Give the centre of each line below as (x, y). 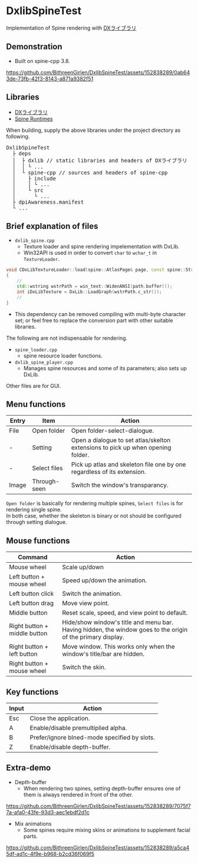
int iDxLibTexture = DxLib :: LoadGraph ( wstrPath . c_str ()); (89, 292)
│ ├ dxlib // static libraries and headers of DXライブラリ (100, 160)
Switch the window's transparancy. (120, 485)
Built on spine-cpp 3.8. (42, 61)
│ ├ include (34, 178)
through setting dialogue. (37, 522)
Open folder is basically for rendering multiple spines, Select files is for (95, 503)
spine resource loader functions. (63, 356)
